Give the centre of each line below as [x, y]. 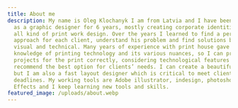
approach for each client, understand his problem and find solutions [120, 40]
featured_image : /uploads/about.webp [63, 93]
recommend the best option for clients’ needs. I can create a [109, 67]
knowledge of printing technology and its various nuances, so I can [118, 54]
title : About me [31, 14]
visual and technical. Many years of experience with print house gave [122, 47]
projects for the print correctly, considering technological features [122, 60]
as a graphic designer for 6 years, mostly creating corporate [109, 27]
